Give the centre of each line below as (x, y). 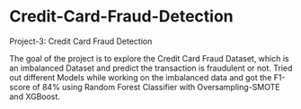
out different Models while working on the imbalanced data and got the (141, 77)
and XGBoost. (35, 96)
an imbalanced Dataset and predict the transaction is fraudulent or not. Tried (151, 68)
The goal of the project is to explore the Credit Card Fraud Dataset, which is (149, 58)
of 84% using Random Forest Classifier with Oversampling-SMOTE (156, 87)
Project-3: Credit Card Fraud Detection (81, 41)
